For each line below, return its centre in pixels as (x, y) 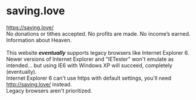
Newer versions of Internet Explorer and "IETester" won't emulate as (90, 59)
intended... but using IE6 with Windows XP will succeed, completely (89, 65)
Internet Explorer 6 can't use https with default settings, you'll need (89, 78)
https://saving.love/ (30, 27)
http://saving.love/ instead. (39, 84)
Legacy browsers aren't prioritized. (49, 90)
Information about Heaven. (39, 40)
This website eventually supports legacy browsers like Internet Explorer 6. (98, 52)
